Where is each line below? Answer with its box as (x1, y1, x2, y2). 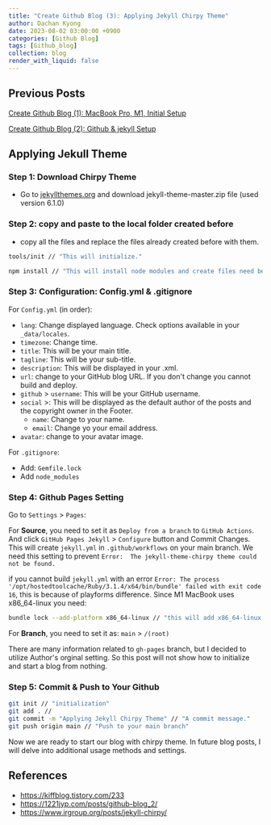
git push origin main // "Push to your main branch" (8, 722, 190, 731)
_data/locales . (19, 329, 70, 338)
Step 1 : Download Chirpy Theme (8, 171, 137, 182)
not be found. (8, 560, 56, 568)
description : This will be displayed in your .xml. (19, 362, 179, 372)
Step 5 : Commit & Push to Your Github (8, 681, 160, 693)
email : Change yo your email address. (31, 423, 159, 433)
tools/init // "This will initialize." (8, 252, 143, 261)
